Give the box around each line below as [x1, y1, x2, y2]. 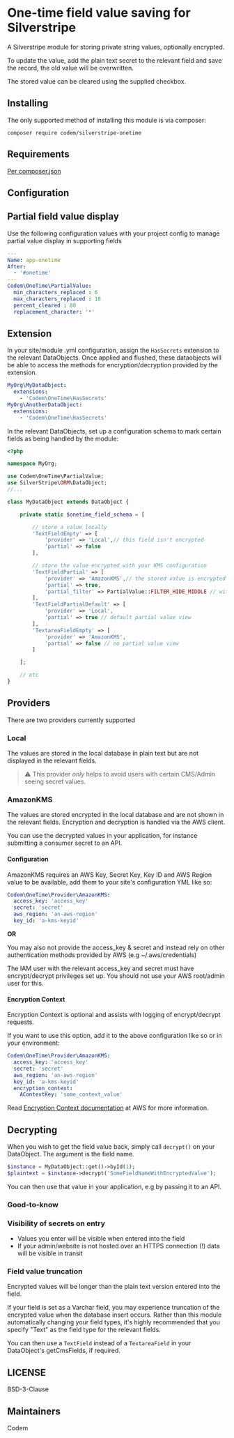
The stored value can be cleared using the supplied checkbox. [7, 77, 187, 85]
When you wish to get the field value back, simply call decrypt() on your [7, 1142, 215, 1151]
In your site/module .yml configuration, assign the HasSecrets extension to [7, 346, 219, 355]
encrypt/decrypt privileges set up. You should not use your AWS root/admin [7, 971, 225, 980]
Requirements [7, 148, 70, 160]
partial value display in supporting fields [7, 236, 122, 245]
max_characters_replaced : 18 [13, 295, 101, 303]
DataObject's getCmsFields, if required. [7, 1347, 120, 1355]
